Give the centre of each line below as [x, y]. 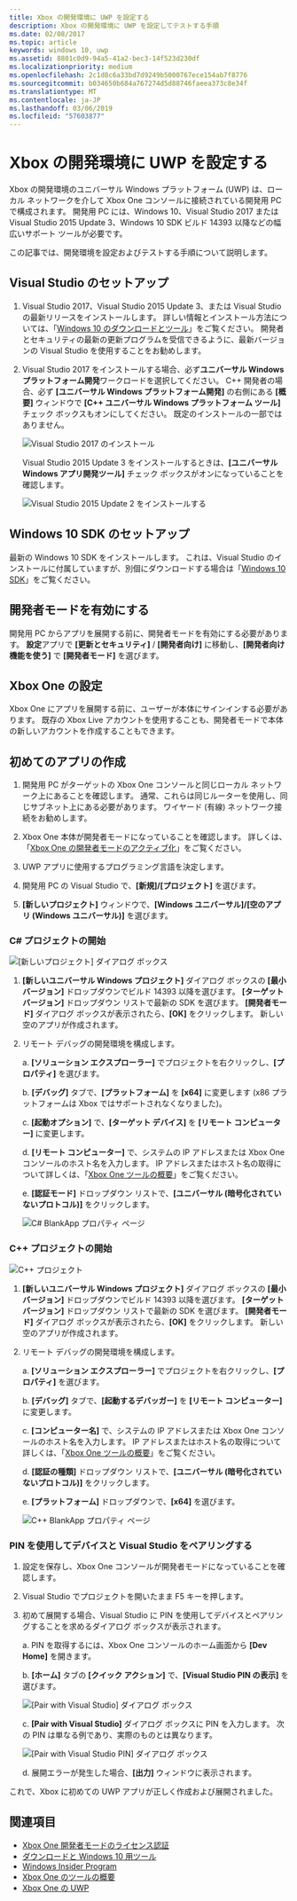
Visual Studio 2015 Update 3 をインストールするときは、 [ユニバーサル [150, 462]
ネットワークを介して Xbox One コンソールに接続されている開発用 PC [154, 200]
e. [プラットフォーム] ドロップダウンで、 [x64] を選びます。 [131, 1501]
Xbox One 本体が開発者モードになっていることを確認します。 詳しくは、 [154, 837]
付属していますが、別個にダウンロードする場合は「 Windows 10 [171, 568]
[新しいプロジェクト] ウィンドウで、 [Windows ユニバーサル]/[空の [144, 905]
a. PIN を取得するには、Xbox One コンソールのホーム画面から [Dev [145, 1646]
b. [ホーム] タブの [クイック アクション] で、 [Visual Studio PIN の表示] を [155, 1675]
